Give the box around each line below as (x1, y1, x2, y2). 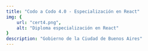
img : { (6, 14, 22, 20)
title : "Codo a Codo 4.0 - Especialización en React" (6, 8, 140, 15)
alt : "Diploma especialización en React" (16, 25, 119, 31)
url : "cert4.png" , (16, 19, 61, 25)
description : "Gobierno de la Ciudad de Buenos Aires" (6, 36, 143, 42)
